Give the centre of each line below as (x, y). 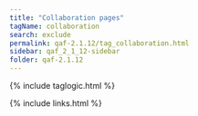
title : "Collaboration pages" (67, 18)
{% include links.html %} (56, 103)
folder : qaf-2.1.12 (47, 60)
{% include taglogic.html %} (63, 86)
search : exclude (40, 34)
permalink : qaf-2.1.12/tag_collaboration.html (99, 43)
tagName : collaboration (55, 26)
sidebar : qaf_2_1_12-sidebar (65, 52)
